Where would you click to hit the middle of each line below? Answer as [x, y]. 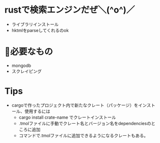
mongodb [21, 65]
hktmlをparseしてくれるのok [40, 30]
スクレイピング [27, 71]
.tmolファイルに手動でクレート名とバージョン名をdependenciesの [85, 123]
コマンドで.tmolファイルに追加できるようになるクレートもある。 [83, 135]
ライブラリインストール [35, 24]
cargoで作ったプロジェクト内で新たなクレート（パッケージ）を [75, 105]
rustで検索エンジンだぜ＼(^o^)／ [70, 10]
